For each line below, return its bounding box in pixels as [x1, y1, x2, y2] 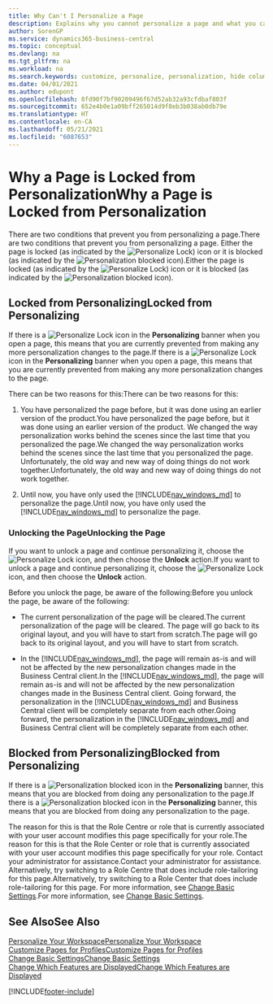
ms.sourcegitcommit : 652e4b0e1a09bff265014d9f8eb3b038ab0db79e [8, 102, 227, 111]
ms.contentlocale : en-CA [8, 118, 93, 126]
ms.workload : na [8, 65, 63, 73]
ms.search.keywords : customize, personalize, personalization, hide [8, 72, 245, 80]
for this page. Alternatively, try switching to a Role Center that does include [8, 874, 258, 884]
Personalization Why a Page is [8, 185, 213, 203]
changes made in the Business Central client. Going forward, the [19, 688, 236, 698]
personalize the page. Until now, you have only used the [19, 498, 206, 508]
